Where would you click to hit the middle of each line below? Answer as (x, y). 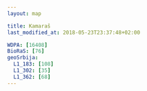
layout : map (24, 13)
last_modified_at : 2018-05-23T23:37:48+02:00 (73, 32)
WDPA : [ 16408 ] (28, 45)
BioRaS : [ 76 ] (26, 51)
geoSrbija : (23, 58)
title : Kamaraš (29, 26)
